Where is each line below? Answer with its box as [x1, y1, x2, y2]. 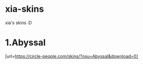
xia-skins [5, 3, 44, 15]
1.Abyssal [5, 37, 46, 48]
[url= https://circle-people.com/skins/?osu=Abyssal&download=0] [5, 53, 139, 59]
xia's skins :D [5, 20, 32, 26]
